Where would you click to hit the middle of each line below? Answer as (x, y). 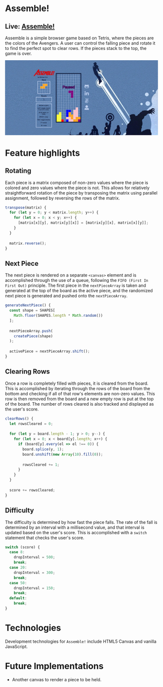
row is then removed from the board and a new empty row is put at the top (79, 399)
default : (18, 598)
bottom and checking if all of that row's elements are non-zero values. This (80, 393)
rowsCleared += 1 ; (41, 465)
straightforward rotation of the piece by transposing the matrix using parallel (81, 193)
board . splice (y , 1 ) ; (43, 449)
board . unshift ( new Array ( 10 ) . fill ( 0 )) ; (63, 454)
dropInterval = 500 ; (34, 557)
